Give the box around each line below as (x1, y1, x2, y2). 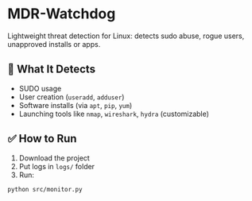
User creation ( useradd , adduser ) (18, 92, 125, 102)
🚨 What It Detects (7, 63, 96, 76)
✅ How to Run (7, 132, 77, 145)
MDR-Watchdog (7, 5, 116, 23)
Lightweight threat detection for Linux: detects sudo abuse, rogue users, (7, 31, 245, 41)
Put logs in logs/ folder (18, 161, 95, 171)
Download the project (18, 153, 91, 163)
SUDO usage (18, 83, 62, 93)
